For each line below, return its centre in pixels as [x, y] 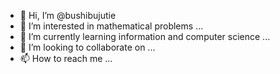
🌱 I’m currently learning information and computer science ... [145, 36]
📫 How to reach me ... [66, 58]
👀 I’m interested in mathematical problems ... [111, 26]
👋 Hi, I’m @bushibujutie [68, 15]
